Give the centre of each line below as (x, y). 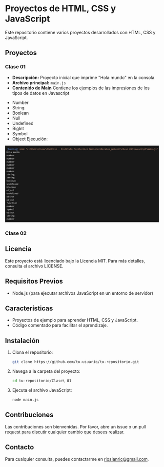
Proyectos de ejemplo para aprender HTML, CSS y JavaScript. (75, 320)
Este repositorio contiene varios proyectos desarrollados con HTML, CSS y (80, 32)
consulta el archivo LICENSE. (34, 266)
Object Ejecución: (30, 139)
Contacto (20, 447)
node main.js (25, 400)
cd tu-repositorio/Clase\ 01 (42, 381)
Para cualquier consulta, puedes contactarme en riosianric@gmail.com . (77, 459)
